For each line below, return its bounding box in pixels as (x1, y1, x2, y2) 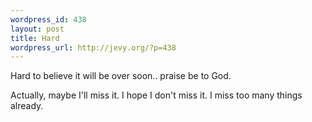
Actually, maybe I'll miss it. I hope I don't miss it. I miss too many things (10, 89, 303, 101)
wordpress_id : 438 (10, 14, 87, 25)
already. (10, 100, 44, 112)
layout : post (10, 24, 65, 34)
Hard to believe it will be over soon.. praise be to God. (10, 70, 232, 82)
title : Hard (10, 33, 60, 43)
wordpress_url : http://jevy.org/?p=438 (10, 42, 177, 53)
